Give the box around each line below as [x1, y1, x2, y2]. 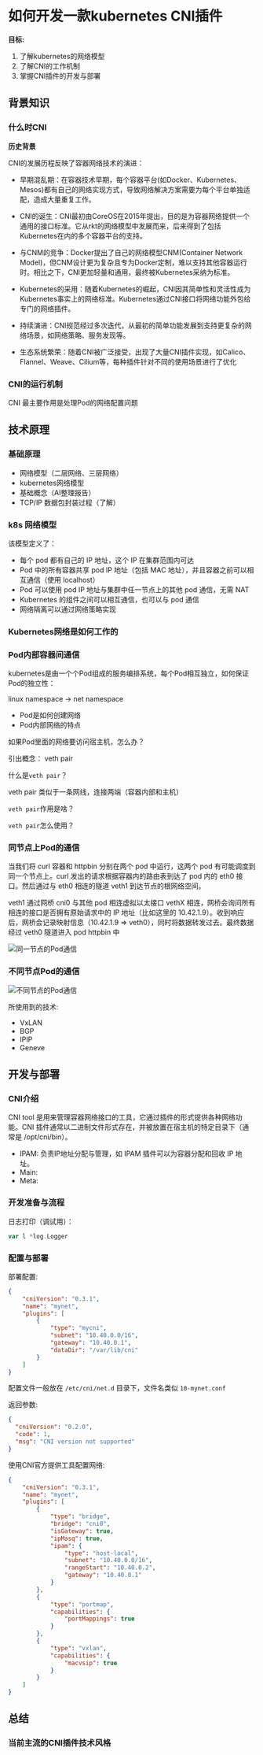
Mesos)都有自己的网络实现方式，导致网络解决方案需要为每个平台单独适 [19, 184, 250, 194]
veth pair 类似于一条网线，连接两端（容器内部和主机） [8, 787, 183, 797]
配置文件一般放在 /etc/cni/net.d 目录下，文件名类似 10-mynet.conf [8, 1383, 226, 1393]
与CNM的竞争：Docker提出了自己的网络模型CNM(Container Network [19, 247, 243, 257]
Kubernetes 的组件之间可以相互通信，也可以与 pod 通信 [19, 594, 200, 604]
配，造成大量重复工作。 [19, 194, 96, 204]
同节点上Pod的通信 [8, 842, 80, 853]
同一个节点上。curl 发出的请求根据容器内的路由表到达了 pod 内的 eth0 [8, 872, 235, 881]
